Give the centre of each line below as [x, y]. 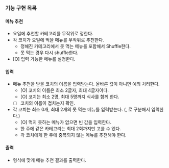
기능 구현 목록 [21, 8]
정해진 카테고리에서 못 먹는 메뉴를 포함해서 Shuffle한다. [76, 46]
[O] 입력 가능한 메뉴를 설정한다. [44, 59]
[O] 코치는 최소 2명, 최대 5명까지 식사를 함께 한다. [70, 97]
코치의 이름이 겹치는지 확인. [47, 103]
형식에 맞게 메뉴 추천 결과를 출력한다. [50, 160]
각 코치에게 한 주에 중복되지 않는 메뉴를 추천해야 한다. [73, 135]
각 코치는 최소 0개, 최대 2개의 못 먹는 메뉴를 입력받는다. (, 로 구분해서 [81, 110]
